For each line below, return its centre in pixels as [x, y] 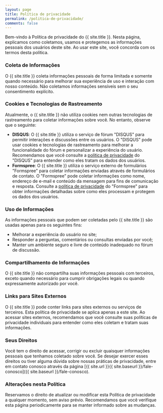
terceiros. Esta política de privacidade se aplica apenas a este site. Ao [75, 312]
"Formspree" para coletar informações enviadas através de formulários [83, 171]
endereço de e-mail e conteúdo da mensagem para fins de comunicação [85, 181]
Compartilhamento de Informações [47, 263]
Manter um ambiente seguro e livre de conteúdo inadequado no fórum [82, 245]
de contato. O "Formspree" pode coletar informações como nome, [79, 176]
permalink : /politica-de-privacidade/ [44, 19]
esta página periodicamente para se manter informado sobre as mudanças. [81, 405]
